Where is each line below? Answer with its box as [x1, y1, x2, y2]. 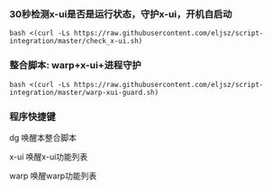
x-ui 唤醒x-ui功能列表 [9, 151, 88, 162]
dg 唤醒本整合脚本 [9, 132, 77, 142]
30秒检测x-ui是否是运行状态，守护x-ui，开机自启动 [9, 7, 232, 20]
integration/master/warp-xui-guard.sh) [9, 88, 159, 97]
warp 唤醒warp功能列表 [9, 170, 97, 181]
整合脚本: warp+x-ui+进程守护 [9, 59, 141, 72]
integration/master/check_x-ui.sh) [9, 37, 143, 46]
